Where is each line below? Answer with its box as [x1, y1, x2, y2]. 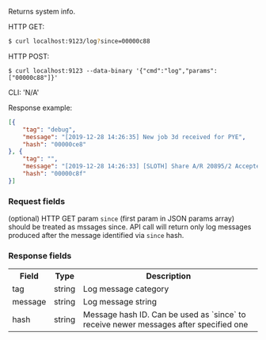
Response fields [8, 250, 72, 261]
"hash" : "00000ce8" [22, 140, 87, 149]
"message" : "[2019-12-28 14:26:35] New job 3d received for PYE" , [22, 133, 246, 141]
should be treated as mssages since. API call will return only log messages [8, 222, 252, 232]
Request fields [8, 195, 66, 206]
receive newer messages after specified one [82, 319, 249, 331]
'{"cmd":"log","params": [135, 66, 218, 74]
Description [146, 270, 192, 281]
